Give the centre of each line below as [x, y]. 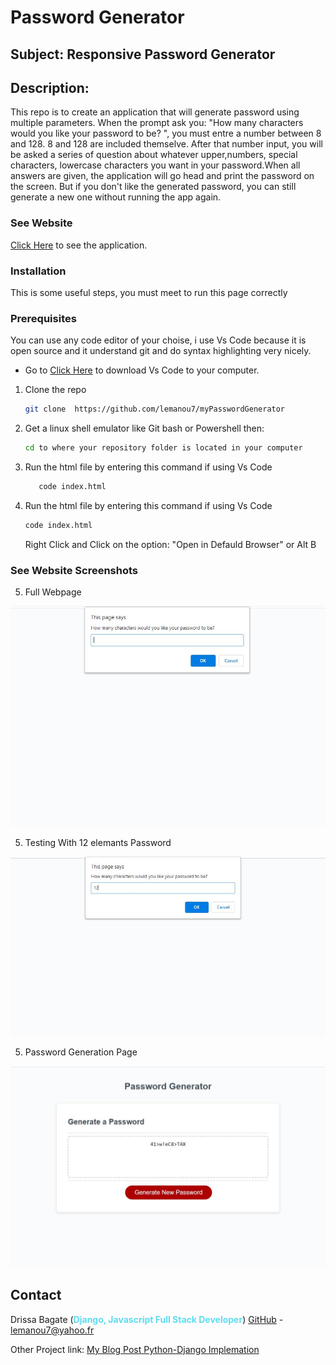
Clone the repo [55, 390]
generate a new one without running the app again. [116, 197]
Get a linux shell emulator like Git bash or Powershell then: [144, 428]
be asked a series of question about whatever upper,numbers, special [154, 155]
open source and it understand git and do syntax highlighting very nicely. [161, 351]
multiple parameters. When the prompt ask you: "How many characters [157, 123]
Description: [50, 87]
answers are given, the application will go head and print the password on [162, 176]
